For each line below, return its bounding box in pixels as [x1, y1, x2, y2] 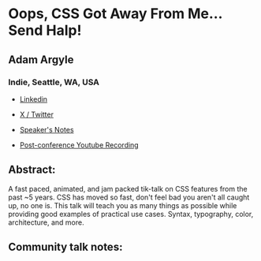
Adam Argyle [8, 53, 74, 66]
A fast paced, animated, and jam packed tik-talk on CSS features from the [8, 184, 248, 193]
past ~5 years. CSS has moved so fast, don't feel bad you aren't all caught [8, 192, 250, 202]
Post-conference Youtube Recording [19, 140, 140, 150]
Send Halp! [8, 21, 82, 39]
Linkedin [19, 94, 48, 103]
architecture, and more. [8, 218, 84, 227]
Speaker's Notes [19, 125, 74, 134]
